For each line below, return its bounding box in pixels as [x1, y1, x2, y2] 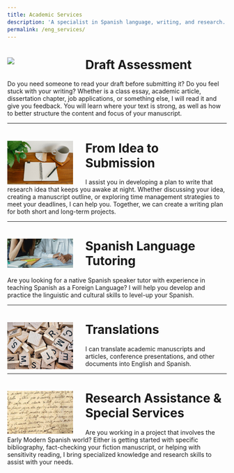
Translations [85, 322, 159, 337]
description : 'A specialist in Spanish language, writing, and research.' [7, 18, 229, 26]
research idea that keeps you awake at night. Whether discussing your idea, [7, 185, 225, 194]
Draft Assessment [85, 56, 192, 72]
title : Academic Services [7, 11, 82, 18]
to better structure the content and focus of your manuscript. [7, 109, 182, 118]
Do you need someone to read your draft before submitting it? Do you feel [7, 80, 219, 88]
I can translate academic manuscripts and [85, 345, 205, 353]
